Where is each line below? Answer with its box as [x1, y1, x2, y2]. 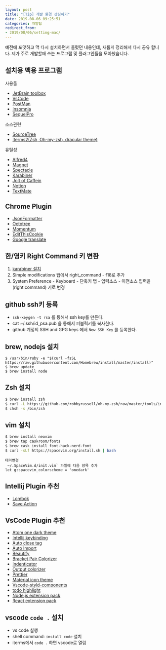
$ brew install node [5, 369, 48, 374]
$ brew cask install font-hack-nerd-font [5, 444, 92, 449]
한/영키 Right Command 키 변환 [5, 252, 99, 261]
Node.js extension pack [12, 593, 61, 599]
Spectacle [12, 167, 33, 173]
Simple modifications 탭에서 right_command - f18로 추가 [12, 272, 125, 278]
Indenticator [12, 561, 37, 567]
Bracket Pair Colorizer [12, 556, 57, 562]
